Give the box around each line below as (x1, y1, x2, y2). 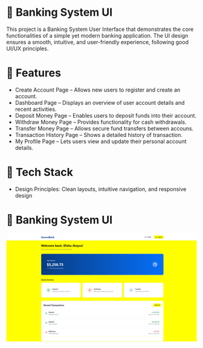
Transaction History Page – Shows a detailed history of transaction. (14, 131, 183, 138)
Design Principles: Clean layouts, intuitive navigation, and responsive (14, 185, 187, 193)
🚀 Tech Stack (6, 166, 74, 179)
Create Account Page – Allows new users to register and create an (14, 86, 181, 93)
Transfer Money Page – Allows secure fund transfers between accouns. (14, 124, 194, 132)
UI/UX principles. (6, 45, 49, 52)
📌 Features (6, 66, 62, 80)
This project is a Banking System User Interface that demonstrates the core (6, 25, 194, 33)
